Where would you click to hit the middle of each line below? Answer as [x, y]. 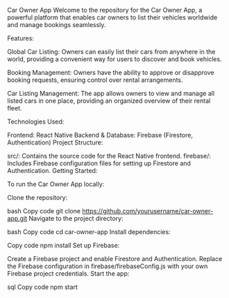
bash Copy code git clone [44, 211]
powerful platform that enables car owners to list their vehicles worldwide [112, 17]
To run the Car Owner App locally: [56, 184]
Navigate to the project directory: [76, 218]
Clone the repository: [37, 198]
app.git [17, 218]
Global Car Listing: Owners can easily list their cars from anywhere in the [111, 52]
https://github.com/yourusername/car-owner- [148, 211]
